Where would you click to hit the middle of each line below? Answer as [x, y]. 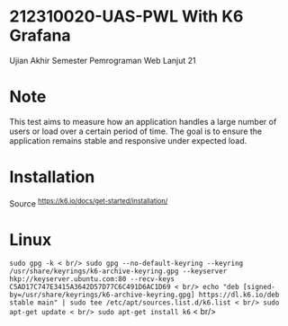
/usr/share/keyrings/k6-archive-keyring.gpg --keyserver [118, 271]
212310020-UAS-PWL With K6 [126, 17]
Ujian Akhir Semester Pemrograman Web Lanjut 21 [103, 60]
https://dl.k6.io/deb [239, 295]
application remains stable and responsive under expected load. [128, 140]
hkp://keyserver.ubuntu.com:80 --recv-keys [92, 279]
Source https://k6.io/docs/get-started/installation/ [89, 202]
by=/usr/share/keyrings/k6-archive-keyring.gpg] [102, 295]
